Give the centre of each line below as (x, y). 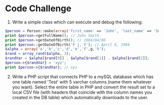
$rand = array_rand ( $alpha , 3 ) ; (38, 54)
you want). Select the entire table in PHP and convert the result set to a (83, 87)
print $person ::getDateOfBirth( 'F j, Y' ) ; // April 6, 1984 (68, 44)
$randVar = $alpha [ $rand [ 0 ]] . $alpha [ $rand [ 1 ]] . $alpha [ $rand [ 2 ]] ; (77, 58)
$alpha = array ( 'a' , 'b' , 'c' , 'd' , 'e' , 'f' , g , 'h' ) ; (55, 49)
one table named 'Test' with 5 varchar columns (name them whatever (82, 82)
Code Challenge (38, 9)
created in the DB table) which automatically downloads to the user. (80, 97)
